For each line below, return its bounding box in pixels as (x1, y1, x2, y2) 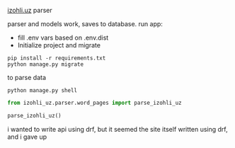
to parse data (7, 74, 47, 81)
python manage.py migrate (7, 61, 84, 68)
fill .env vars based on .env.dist (17, 33, 109, 42)
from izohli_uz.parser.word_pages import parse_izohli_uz (7, 99, 182, 106)
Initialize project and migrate (17, 41, 101, 49)
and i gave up (7, 132, 47, 141)
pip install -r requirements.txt (7, 55, 106, 62)
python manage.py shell (7, 87, 78, 94)
